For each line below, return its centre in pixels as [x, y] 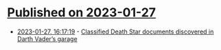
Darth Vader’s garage [47, 38]
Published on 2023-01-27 [82, 13]
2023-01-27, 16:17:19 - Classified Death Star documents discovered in [115, 32]
